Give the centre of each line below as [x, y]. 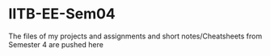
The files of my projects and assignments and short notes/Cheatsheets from [135, 36]
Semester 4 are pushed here [56, 44]
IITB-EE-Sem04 [62, 14]
